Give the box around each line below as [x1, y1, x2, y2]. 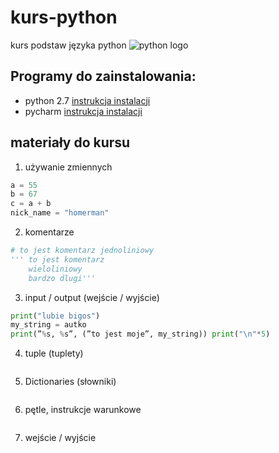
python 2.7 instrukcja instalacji [24, 94, 151, 106]
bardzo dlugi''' [28, 273, 97, 283]
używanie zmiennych [24, 161, 113, 173]
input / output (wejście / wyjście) [24, 291, 160, 303]
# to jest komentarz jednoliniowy [10, 246, 155, 256]
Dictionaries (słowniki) [24, 376, 117, 388]
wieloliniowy [28, 264, 83, 274]
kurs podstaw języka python [10, 39, 127, 51]
